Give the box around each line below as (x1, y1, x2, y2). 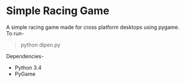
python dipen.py (20, 41, 61, 48)
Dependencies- (6, 52, 44, 59)
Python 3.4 (14, 64, 42, 71)
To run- (6, 29, 25, 36)
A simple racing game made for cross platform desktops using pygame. (6, 24, 180, 31)
